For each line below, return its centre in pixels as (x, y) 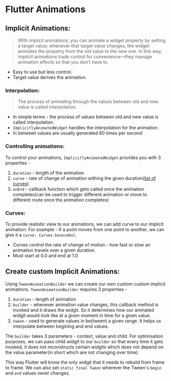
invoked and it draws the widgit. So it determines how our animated (83, 310)
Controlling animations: (35, 146)
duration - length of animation (44, 299)
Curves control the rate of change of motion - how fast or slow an (81, 244)
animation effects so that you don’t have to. (63, 62)
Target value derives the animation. (50, 77)
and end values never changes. (38, 373)
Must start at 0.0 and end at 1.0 (45, 255)
